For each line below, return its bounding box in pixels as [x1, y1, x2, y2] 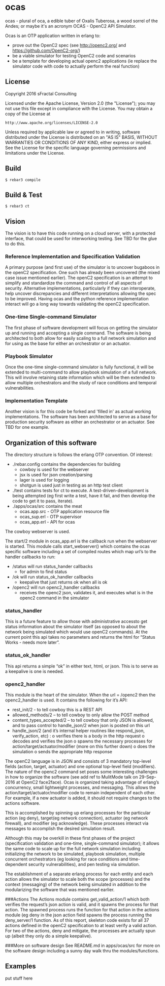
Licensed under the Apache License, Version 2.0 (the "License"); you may [5, 100, 156, 106]
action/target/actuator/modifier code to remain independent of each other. [5, 790, 156, 796]
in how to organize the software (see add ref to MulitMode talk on [5, 774, 138, 780]
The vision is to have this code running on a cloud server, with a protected [5, 230, 156, 236]
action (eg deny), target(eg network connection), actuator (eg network [5, 815, 148, 821]
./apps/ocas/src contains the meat [12, 503, 82, 509]
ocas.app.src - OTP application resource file [19, 508, 110, 515]
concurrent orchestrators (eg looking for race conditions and [5, 856, 129, 862]
